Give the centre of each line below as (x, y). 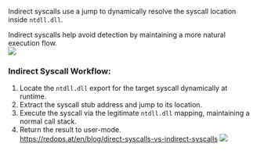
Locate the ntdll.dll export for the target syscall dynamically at (123, 88)
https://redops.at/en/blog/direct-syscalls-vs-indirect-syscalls (118, 139)
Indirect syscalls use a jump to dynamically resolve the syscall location (122, 11)
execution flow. (33, 43)
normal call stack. (48, 121)
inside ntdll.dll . (36, 20)
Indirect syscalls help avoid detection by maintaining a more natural (117, 35)
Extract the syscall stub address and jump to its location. (110, 105)
